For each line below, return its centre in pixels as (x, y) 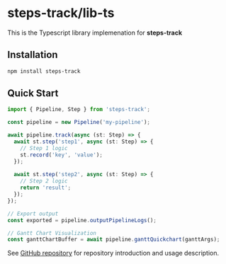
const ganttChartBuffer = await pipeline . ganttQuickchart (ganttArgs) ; (114, 240)
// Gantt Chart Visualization (52, 233)
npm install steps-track (44, 71)
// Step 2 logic (44, 181)
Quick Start (33, 93)
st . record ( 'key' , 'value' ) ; (61, 155)
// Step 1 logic (44, 148)
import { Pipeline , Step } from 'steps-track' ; (79, 110)
